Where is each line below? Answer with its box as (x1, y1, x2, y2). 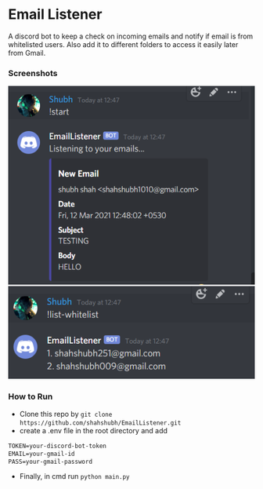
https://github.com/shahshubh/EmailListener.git (19, 418, 182, 427)
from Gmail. (8, 48, 46, 57)
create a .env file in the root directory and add (19, 425, 168, 435)
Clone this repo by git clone (19, 409, 113, 418)
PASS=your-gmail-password (8, 458, 92, 465)
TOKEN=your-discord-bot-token (8, 442, 107, 450)
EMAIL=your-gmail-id (8, 450, 76, 458)
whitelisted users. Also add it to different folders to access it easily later (8, 39, 239, 49)
